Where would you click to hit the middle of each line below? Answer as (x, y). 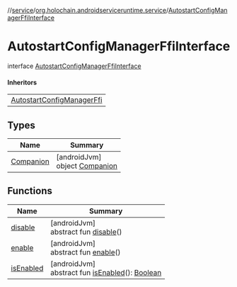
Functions (30, 191)
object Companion (87, 166)
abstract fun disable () (86, 232)
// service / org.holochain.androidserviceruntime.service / (88, 10)
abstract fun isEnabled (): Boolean (106, 272)
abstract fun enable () (86, 252)
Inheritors (22, 82)
